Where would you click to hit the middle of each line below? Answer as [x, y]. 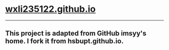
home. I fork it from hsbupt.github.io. [65, 41]
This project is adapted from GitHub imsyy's [76, 33]
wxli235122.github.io [51, 9]
